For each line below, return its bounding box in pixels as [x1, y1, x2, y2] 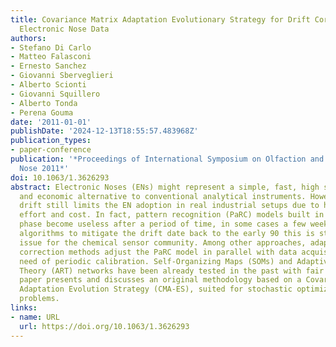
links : [10, 303, 38, 313]
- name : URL [10, 312, 60, 322]
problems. [19, 294, 60, 304]
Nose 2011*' [19, 163, 70, 173]
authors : [10, 33, 47, 43]
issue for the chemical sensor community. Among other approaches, [19, 237, 307, 248]
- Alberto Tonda [10, 98, 78, 108]
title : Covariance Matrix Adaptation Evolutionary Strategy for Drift [10, 14, 311, 25]
